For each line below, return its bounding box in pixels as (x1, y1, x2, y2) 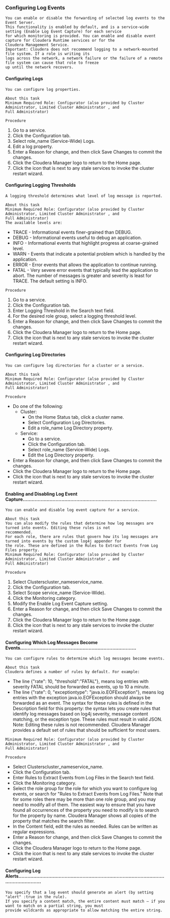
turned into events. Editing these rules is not (5, 525, 110, 530)
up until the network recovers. (5, 65, 74, 70)
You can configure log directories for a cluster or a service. (5, 363, 145, 368)
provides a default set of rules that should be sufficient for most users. (12, 727, 161, 733)
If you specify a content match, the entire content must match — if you (5, 899, 165, 904)
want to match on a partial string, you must (5, 903, 103, 908)
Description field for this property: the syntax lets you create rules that (12, 705, 160, 711)
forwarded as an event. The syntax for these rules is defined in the (12, 700, 153, 706)
